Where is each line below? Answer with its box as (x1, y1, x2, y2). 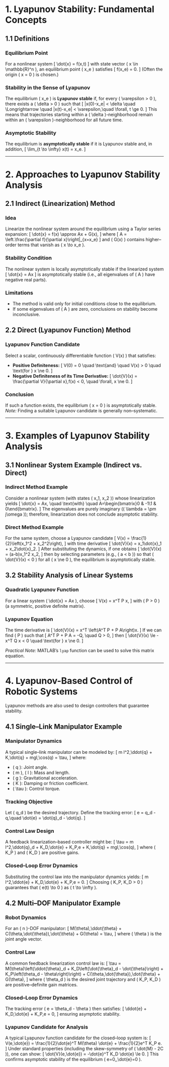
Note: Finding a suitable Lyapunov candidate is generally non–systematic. (5, 407, 157, 413)
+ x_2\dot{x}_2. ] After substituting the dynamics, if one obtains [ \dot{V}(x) (5, 546, 162, 552)
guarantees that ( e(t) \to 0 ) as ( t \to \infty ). (5, 884, 98, 890)
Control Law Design (5, 827, 54, 834)
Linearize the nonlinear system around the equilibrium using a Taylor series (5, 226, 161, 232)
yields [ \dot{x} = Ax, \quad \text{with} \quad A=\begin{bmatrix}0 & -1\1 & (5, 500, 157, 507)
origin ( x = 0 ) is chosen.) (5, 72, 59, 78)
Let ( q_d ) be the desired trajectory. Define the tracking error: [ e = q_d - (5, 810, 156, 815)
